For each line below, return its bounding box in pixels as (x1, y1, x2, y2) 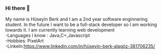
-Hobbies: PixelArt (5, 38, 44, 44)
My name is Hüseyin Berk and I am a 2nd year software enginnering (5, 16, 148, 22)
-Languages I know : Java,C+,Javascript (5, 33, 90, 39)
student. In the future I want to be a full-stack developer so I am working (5, 21, 157, 28)
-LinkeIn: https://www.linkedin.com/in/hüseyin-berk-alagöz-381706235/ (5, 43, 155, 49)
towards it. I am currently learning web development (5, 27, 115, 33)
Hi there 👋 (5, 5, 31, 12)
